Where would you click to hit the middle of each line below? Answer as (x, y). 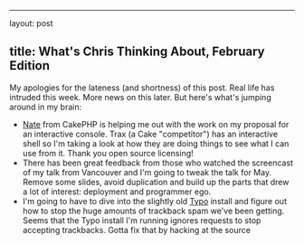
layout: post (31, 23)
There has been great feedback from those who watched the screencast (158, 163)
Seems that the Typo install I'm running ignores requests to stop (142, 220)
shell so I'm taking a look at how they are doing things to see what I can (156, 143)
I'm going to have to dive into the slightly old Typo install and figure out (155, 201)
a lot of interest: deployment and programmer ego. (117, 192)
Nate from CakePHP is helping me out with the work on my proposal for (156, 124)
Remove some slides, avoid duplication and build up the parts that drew (156, 182)
